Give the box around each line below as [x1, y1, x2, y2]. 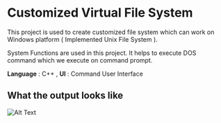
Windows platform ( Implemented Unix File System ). [7, 35, 158, 43]
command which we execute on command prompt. [7, 56, 153, 64]
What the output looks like [7, 90, 124, 101]
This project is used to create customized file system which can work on [7, 28, 215, 36]
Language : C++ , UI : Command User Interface [7, 69, 144, 78]
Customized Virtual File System [7, 5, 193, 21]
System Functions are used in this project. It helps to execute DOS [7, 49, 197, 57]
